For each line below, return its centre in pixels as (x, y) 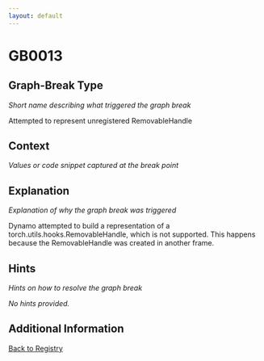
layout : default (36, 16)
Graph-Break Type (56, 86)
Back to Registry (36, 348)
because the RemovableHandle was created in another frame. (111, 243)
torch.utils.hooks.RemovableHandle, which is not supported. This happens (132, 234)
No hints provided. (39, 304)
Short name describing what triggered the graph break (100, 105)
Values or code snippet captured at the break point (94, 166)
